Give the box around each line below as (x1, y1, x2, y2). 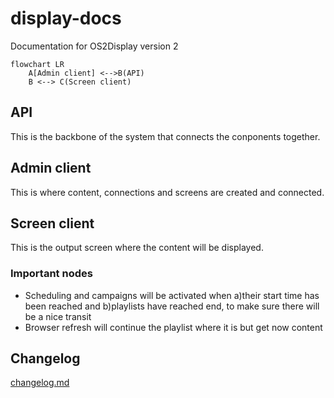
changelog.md (10, 377, 70, 389)
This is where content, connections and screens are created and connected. (10, 186, 325, 198)
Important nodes (10, 267, 93, 281)
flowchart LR (10, 59, 65, 69)
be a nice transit (24, 310, 92, 322)
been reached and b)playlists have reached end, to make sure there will (24, 300, 320, 312)
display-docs (10, 7, 122, 30)
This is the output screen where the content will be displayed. (10, 242, 264, 254)
